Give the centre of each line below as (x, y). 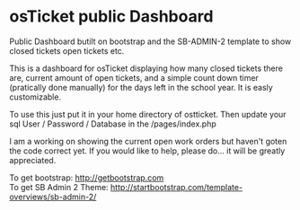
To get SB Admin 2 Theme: (59, 187)
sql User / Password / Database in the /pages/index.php (113, 124)
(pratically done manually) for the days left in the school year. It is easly (141, 87)
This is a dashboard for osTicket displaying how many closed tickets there (146, 68)
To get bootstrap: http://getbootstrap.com (87, 178)
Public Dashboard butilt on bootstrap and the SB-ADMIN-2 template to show (150, 41)
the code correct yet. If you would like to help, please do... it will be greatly (147, 151)
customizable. (35, 97)
